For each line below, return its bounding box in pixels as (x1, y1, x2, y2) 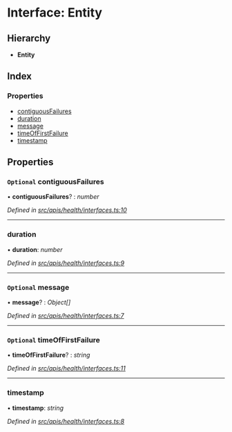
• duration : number (7, 245, 63, 253)
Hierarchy (7, 32, 51, 44)
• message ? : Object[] (7, 298, 71, 306)
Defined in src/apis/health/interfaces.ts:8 (7, 417, 125, 425)
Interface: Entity (7, 5, 102, 21)
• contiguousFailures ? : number (7, 193, 99, 201)
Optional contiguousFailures (7, 177, 105, 186)
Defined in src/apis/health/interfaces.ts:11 (7, 364, 126, 373)
